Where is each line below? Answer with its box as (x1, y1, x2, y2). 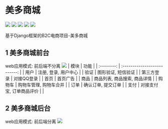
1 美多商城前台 (5, 49, 50, 57)
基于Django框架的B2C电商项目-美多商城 (5, 32, 88, 38)
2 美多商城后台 (5, 104, 51, 113)
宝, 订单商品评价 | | (5, 88, 44, 94)
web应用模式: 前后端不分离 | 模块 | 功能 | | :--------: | (5, 63, 120, 69)
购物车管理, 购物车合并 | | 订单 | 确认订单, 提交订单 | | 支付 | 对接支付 (18, 81, 158, 88)
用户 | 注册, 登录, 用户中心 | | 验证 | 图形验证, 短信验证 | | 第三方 (25, 69, 155, 75)
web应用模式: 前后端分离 (5, 118, 56, 124)
